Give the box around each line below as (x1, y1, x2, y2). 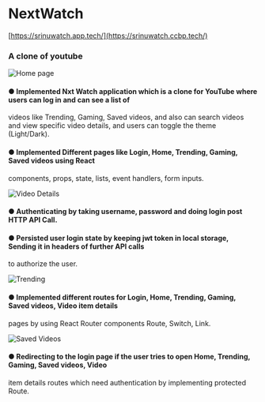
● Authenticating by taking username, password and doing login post (8, 207, 243, 216)
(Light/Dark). (8, 130, 50, 139)
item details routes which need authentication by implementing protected (8, 378, 247, 387)
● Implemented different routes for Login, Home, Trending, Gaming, (8, 293, 237, 302)
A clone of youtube (8, 51, 83, 62)
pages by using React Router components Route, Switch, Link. (8, 318, 211, 328)
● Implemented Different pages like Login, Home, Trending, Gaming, (8, 148, 238, 157)
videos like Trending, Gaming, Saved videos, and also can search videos (8, 112, 244, 122)
